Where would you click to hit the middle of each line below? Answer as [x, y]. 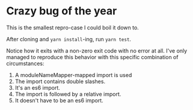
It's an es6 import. [37, 87]
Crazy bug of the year [62, 11]
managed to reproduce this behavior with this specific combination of [92, 57]
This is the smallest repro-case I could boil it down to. [73, 27]
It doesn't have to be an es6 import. [59, 100]
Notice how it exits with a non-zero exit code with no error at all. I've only [97, 51]
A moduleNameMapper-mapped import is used [73, 75]
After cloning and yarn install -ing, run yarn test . [69, 39]
